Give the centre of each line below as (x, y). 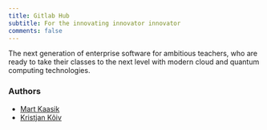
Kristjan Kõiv (41, 117)
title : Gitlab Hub (39, 16)
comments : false (35, 30)
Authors (25, 91)
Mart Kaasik (40, 108)
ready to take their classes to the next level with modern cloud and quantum (134, 62)
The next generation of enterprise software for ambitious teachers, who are (133, 54)
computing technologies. (49, 71)
